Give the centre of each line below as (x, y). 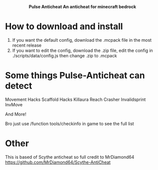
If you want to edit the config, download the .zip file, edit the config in (82, 50)
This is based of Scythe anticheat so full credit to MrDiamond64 (70, 157)
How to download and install (64, 27)
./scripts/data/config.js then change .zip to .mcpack (65, 55)
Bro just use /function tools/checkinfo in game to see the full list (69, 123)
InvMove (14, 104)
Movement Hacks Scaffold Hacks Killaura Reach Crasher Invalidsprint (76, 99)
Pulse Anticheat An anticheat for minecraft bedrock (82, 7)
